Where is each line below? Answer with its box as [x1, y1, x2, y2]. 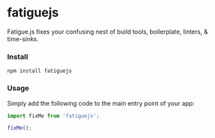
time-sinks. [7, 34, 39, 43]
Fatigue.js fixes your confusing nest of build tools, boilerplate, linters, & [7, 27, 208, 36]
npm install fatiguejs [7, 67, 72, 75]
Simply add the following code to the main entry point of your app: [7, 99, 195, 107]
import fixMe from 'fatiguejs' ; [7, 112, 100, 119]
